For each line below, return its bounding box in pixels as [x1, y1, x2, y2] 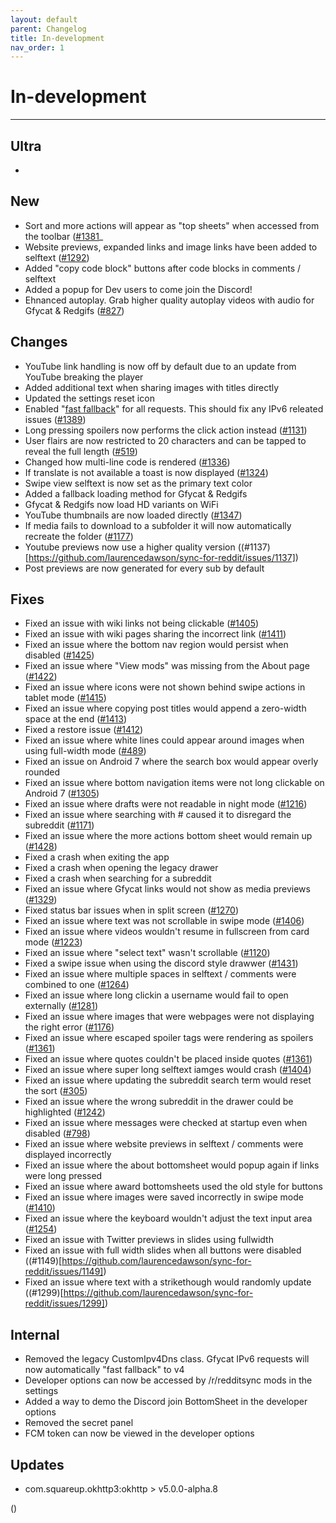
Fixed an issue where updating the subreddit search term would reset [24, 1074, 312, 1086]
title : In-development [10, 33, 105, 43]
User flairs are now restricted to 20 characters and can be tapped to [24, 434, 307, 446]
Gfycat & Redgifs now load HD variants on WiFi [24, 498, 219, 510]
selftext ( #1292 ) [24, 251, 90, 263]
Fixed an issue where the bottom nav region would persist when [24, 639, 289, 651]
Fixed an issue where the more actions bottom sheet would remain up [24, 830, 313, 842]
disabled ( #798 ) [24, 1127, 91, 1140]
